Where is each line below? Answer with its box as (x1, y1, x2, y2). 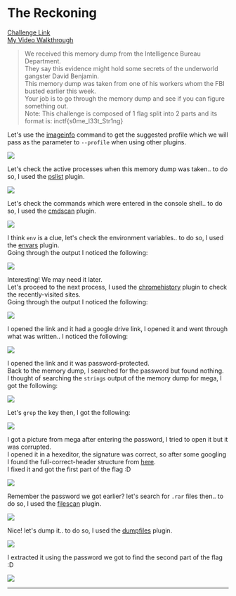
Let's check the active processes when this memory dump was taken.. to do (7, 164, 228, 173)
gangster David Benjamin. (24, 72, 100, 80)
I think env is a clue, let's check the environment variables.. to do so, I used (7, 233, 224, 242)
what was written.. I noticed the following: (7, 332, 129, 340)
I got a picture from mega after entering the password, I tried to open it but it (7, 435, 228, 443)
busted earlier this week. (24, 87, 96, 95)
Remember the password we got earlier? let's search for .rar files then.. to (7, 492, 223, 500)
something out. (24, 101, 69, 110)
